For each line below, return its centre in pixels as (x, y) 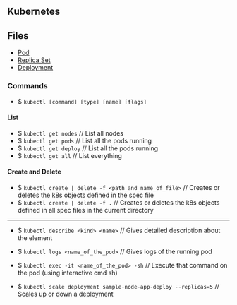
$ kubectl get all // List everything (69, 155)
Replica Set (34, 60)
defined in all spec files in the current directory (85, 210)
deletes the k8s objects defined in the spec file (85, 195)
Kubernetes (34, 12)
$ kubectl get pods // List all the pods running (85, 140)
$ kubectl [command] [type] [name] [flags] (82, 101)
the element (35, 238)
